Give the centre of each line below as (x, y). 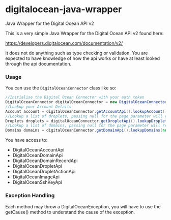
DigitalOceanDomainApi (38, 155)
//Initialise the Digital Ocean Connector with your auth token (75, 98)
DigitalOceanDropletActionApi (44, 172)
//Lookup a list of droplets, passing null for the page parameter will (84, 116)
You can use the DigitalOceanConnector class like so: (61, 88)
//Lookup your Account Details (38, 107)
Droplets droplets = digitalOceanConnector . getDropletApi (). (72, 121)
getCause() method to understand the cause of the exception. (70, 212)
